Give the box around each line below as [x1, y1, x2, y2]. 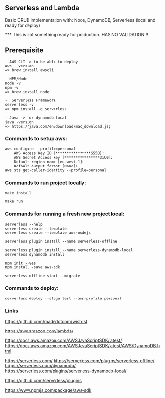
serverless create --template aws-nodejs [5, 230, 91, 235]
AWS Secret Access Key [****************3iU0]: [14, 155, 113, 160]
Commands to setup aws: [5, 135, 68, 142]
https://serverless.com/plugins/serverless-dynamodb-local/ [5, 368, 127, 374]
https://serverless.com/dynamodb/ [5, 363, 76, 369]
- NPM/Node [5, 76, 27, 81]
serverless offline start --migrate [5, 273, 80, 278]
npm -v [5, 85, 19, 90]
